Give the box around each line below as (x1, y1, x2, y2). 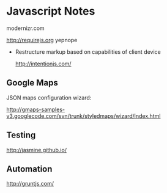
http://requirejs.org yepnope (6, 36, 78, 43)
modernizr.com (6, 24, 45, 32)
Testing (6, 130, 36, 140)
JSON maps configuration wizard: (6, 93, 92, 101)
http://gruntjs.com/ (6, 180, 54, 188)
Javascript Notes (6, 4, 95, 18)
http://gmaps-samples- (6, 106, 65, 113)
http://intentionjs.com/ (15, 60, 72, 67)
